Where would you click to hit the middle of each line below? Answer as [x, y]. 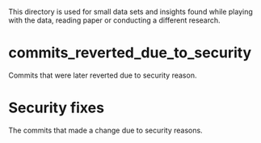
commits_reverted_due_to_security [130, 53]
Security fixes [57, 108]
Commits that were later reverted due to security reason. [103, 75]
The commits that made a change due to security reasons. [106, 130]
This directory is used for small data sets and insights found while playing [130, 12]
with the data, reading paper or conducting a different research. [114, 20]
